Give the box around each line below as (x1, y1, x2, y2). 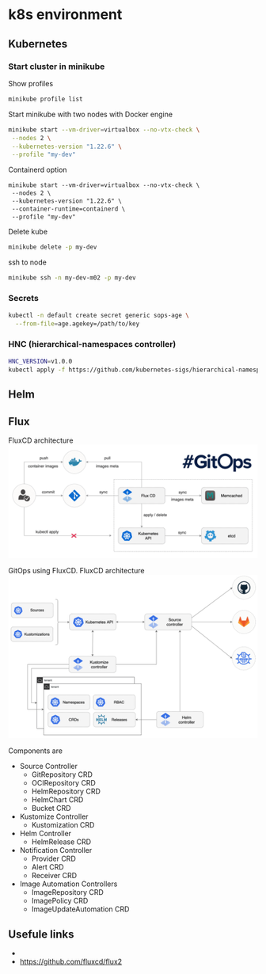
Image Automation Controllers (19, 879, 118, 888)
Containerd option (8, 165, 67, 175)
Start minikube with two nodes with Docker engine (8, 109, 173, 119)
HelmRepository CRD (31, 786, 101, 797)
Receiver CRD (31, 871, 78, 881)
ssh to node (8, 257, 47, 267)
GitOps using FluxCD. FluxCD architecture (8, 565, 145, 575)
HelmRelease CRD (31, 837, 92, 847)
